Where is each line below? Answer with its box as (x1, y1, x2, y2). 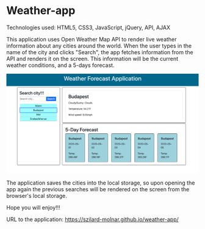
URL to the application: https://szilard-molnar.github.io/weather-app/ (6, 216, 179, 223)
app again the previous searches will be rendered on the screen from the (6, 186, 190, 193)
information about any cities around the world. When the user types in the (6, 42, 192, 49)
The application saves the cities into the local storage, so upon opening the (6, 179, 195, 186)
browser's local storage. (6, 192, 67, 200)
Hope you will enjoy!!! (6, 204, 61, 211)
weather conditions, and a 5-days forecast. (6, 62, 115, 69)
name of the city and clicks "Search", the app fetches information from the (6, 48, 193, 55)
